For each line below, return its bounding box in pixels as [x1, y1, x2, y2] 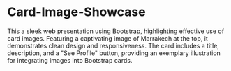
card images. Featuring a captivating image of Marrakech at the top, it [7, 34, 208, 42]
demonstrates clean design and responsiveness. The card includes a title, [7, 41, 220, 50]
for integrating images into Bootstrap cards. [7, 56, 133, 64]
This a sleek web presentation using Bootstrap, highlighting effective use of [7, 27, 225, 35]
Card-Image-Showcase [7, 4, 146, 20]
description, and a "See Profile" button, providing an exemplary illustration [7, 49, 221, 57]
